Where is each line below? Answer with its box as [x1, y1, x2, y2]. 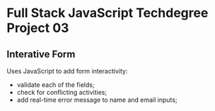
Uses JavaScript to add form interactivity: [6, 67, 128, 75]
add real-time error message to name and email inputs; [16, 95, 178, 104]
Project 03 [6, 20, 69, 36]
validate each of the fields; [16, 81, 95, 89]
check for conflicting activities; [16, 88, 107, 96]
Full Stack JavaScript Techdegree [6, 5, 209, 21]
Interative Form [6, 48, 76, 60]
